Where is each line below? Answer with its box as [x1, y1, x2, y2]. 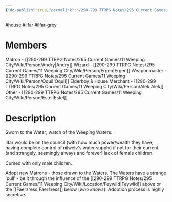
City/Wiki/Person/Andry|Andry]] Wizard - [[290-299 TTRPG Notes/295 [5, 62, 155, 68]
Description [5, 112, 56, 124]
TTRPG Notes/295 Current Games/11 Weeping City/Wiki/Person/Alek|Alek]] [5, 83, 164, 89]
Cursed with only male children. [5, 160, 73, 166]
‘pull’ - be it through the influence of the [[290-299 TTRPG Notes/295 [5, 175, 152, 182]
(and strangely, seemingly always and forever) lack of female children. [5, 150, 154, 156]
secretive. [5, 191, 27, 197]
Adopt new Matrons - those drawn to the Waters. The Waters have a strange [5, 170, 166, 176]
